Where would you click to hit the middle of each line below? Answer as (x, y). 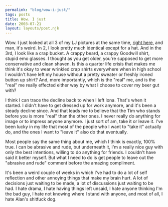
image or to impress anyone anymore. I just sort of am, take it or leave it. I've (84, 121)
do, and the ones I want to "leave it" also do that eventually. (67, 132)
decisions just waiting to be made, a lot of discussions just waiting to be (79, 183)
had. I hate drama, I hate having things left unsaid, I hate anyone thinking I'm (84, 188)
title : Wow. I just (26, 19)
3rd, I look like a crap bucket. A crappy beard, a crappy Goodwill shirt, (77, 53)
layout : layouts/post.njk (32, 28)
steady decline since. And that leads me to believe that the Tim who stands (83, 111)
